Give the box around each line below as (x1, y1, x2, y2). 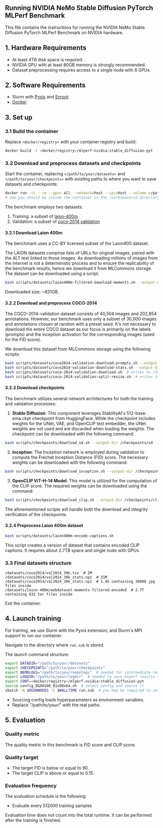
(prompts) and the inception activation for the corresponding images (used (5, 331, 155, 337)
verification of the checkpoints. (5, 511, 67, 517)
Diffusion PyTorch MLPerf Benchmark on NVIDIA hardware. (5, 29, 124, 36)
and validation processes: (5, 401, 57, 407)
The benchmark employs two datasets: (5, 204, 83, 210)
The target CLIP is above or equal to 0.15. (12, 770, 95, 776)
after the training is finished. (5, 817, 62, 823)
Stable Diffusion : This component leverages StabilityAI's (12, 410, 126, 416)
